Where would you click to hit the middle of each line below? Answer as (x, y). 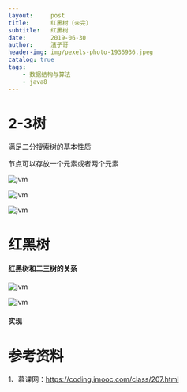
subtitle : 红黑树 (38, 30)
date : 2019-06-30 (47, 38)
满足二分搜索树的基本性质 (50, 147)
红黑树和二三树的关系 (43, 268)
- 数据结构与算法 (47, 74)
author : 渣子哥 (38, 45)
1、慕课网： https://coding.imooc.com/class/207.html (93, 379)
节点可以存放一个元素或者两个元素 (64, 164)
